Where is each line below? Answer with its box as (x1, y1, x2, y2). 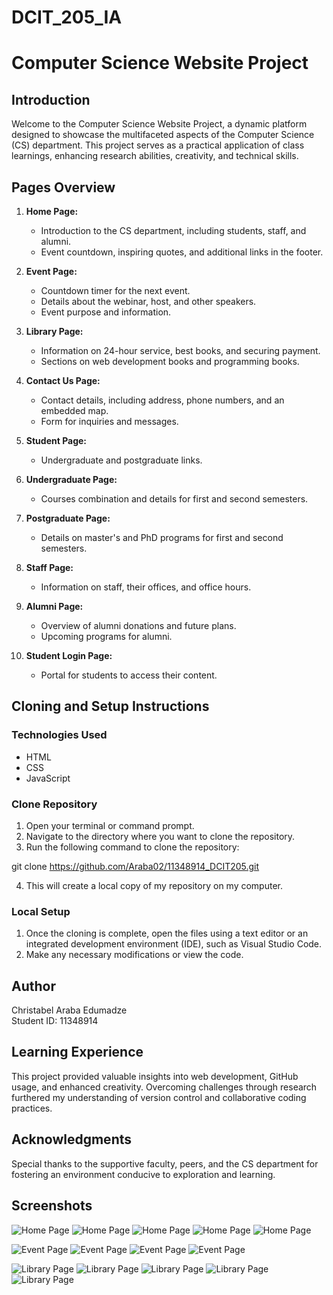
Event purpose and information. (40, 306, 172, 318)
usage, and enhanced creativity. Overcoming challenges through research (11, 1081, 318, 1093)
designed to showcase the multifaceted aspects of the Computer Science (11, 129, 315, 141)
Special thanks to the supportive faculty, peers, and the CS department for (11, 1157, 319, 1170)
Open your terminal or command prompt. (25, 819, 195, 831)
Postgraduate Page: (25, 512, 111, 524)
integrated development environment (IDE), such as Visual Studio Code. (25, 938, 323, 950)
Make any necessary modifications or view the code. (25, 949, 244, 961)
